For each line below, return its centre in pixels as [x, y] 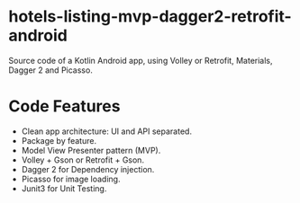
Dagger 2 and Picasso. [51, 70]
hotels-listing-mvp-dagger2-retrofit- [150, 17]
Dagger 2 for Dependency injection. [88, 169]
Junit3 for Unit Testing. [64, 188]
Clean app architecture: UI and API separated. [107, 131]
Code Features [64, 106]
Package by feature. [59, 140]
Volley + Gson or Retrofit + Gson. [83, 160]
